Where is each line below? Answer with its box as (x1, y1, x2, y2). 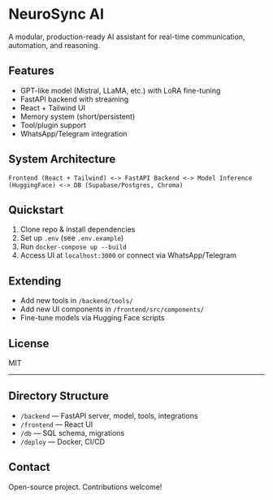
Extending (8, 274, 62, 288)
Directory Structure (8, 389, 110, 403)
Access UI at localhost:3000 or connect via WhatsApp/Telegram (19, 250, 237, 260)
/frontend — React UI (19, 420, 93, 429)
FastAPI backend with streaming (19, 94, 129, 104)
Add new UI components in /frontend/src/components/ (19, 304, 205, 314)
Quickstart (8, 202, 64, 216)
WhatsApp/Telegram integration (19, 128, 128, 138)
